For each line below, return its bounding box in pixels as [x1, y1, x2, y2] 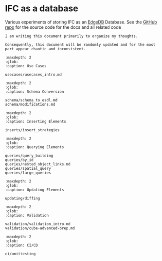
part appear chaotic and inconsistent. [5, 46, 86, 51]
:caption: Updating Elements [5, 187, 64, 192]
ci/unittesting [5, 251, 36, 256]
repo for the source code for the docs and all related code [5, 24, 122, 30]
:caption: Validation [5, 213, 49, 218]
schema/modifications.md [5, 102, 55, 107]
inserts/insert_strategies [5, 127, 60, 132]
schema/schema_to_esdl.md [5, 98, 57, 102]
